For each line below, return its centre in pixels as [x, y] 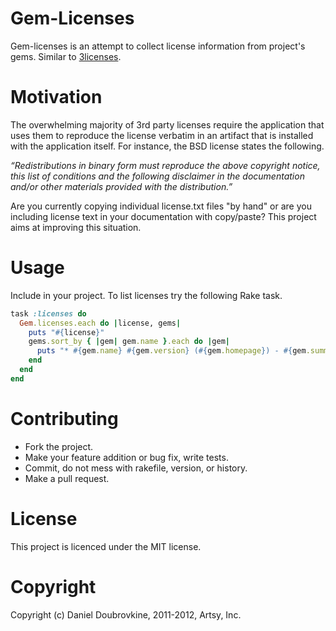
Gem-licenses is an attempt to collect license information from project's [158, 46]
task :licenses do [48, 313]
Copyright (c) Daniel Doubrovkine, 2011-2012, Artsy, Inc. [126, 614]
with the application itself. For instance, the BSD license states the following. [167, 146]
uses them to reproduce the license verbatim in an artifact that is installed [162, 135]
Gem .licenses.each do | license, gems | [100, 323]
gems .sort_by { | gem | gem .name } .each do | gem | [129, 342]
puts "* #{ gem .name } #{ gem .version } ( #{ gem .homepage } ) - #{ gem [171, 351]
